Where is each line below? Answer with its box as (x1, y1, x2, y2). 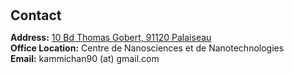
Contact (10, 7, 62, 24)
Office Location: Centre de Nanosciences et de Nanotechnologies (10, 42, 285, 54)
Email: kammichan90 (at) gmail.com (10, 53, 160, 65)
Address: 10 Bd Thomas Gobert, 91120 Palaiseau (10, 32, 212, 44)
